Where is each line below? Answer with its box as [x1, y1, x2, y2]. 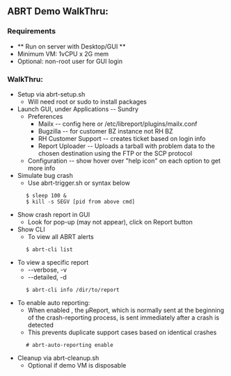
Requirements [7, 26, 56, 36]
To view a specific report [17, 258, 89, 266]
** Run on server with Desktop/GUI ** [17, 42, 126, 51]
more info [27, 163, 56, 172]
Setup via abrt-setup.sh [17, 90, 86, 98]
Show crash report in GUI [17, 210, 90, 218]
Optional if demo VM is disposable [27, 361, 127, 369]
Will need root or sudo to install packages [27, 97, 148, 106]
